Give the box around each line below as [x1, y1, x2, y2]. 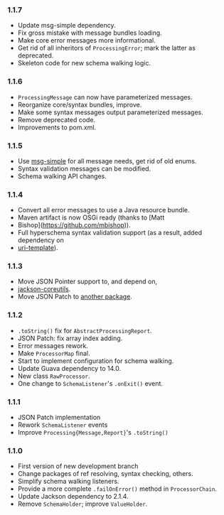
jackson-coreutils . [17, 285, 71, 293]
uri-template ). [17, 244, 58, 252]
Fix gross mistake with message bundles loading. [17, 28, 162, 37]
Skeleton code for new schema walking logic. [17, 59, 151, 67]
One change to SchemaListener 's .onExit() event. [17, 379, 164, 388]
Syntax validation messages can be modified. [17, 164, 151, 173]
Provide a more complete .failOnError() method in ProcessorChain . [17, 484, 217, 493]
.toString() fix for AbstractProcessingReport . [17, 326, 152, 335]
